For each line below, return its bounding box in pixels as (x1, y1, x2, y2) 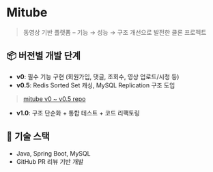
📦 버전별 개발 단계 (6, 50, 81, 62)
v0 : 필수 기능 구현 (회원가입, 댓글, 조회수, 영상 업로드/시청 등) (16, 72, 180, 81)
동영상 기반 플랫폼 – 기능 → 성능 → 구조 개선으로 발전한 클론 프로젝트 (23, 28, 207, 36)
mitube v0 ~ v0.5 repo (23, 94, 86, 103)
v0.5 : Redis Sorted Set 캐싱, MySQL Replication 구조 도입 (16, 81, 175, 89)
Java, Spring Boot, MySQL (16, 149, 91, 158)
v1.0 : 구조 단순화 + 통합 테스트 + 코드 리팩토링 (16, 109, 141, 117)
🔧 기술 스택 (6, 131, 51, 143)
